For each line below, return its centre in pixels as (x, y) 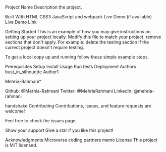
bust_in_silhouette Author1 (32, 72)
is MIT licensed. (21, 145)
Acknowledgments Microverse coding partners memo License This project (81, 140)
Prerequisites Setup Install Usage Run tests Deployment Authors (71, 67)
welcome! (15, 111)
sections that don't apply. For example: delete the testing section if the (77, 42)
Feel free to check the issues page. (41, 121)
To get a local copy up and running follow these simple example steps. (77, 57)
